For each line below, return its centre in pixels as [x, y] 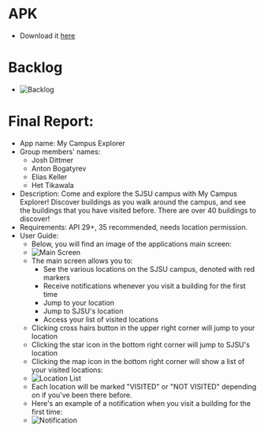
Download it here [47, 36]
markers [57, 277]
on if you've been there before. [82, 395]
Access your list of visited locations [101, 319]
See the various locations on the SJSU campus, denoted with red [149, 269]
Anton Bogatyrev [59, 168]
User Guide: [39, 235]
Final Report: [51, 121]
